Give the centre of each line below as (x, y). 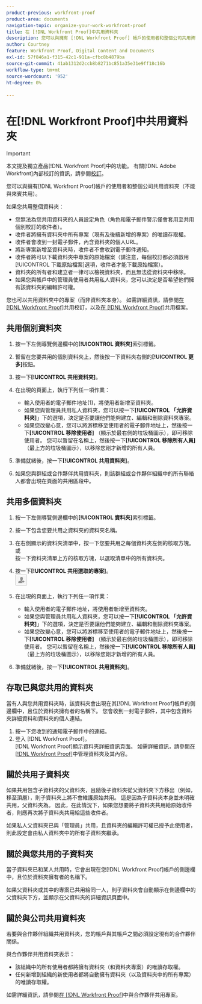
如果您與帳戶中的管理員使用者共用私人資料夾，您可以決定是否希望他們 (102, 279)
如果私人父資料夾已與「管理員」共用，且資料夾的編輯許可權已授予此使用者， (101, 826)
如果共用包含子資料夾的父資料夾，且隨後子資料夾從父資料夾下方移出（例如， (101, 790)
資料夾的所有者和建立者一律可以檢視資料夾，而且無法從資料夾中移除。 (102, 272)
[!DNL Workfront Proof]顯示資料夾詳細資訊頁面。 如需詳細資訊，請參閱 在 (105, 746)
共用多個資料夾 (34, 502)
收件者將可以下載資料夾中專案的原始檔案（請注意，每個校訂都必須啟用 (102, 257)
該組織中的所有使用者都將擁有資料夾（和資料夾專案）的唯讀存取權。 (99, 967)
